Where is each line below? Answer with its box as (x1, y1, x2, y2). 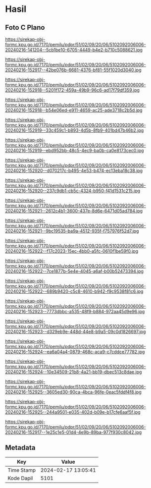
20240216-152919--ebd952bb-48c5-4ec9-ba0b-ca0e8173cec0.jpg (5, 148, 144, 153)
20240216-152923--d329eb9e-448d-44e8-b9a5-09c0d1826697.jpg (5, 328, 146, 334)
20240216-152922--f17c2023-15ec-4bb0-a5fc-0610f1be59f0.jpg (5, 248, 139, 254)
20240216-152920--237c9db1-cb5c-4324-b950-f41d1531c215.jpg (5, 188, 140, 194)
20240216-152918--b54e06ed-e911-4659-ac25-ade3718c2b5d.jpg (5, 108, 143, 113)
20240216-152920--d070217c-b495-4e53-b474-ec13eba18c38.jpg (5, 167, 143, 173)
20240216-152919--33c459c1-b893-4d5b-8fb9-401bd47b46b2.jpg (5, 127, 144, 133)
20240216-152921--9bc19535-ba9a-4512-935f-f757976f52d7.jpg (5, 228, 139, 234)
